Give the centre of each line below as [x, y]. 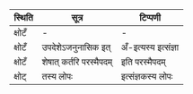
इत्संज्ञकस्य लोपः [147, 77]
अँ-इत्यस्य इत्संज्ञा [150, 47]
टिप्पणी [150, 17]
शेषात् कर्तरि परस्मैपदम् [77, 62]
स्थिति [23, 17]
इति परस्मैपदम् [143, 62]
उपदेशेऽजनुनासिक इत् [76, 47]
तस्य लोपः [57, 77]
